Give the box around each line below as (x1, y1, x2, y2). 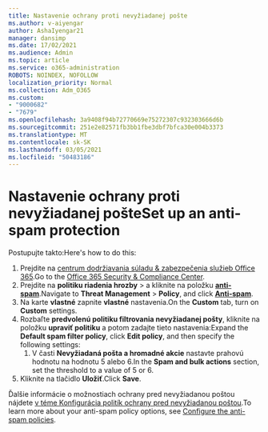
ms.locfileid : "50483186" (8, 153, 94, 161)
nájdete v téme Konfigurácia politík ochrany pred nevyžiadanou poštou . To (8, 398, 252, 408)
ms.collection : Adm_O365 (8, 86, 91, 94)
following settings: (19, 340, 81, 350)
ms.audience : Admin (8, 49, 74, 57)
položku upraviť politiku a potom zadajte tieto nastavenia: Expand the (19, 323, 249, 333)
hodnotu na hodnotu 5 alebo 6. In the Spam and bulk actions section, (31, 357, 260, 366)
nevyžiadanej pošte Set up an (8, 205, 206, 222)
